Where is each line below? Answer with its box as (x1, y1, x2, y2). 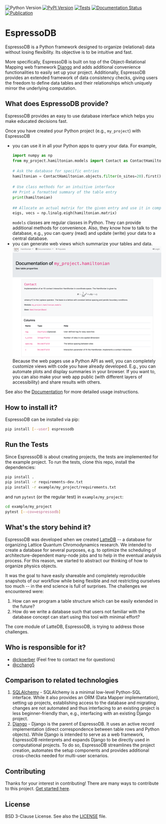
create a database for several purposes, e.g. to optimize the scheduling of (5, 547, 157, 553)
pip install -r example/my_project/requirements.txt (5, 485, 116, 490)
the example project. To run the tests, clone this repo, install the (5, 459, 135, 465)
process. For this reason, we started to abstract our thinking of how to (5, 557, 148, 563)
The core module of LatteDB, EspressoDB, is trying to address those (5, 623, 145, 629)
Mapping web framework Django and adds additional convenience (5, 64, 141, 70)
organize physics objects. (5, 563, 58, 569)
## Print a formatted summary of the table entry (12, 190, 117, 195)
